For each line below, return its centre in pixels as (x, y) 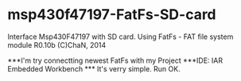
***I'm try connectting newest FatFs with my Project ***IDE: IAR (115, 60)
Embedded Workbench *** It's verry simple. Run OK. (94, 68)
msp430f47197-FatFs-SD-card (112, 15)
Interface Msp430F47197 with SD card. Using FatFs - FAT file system (120, 37)
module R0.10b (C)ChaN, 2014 (57, 44)
